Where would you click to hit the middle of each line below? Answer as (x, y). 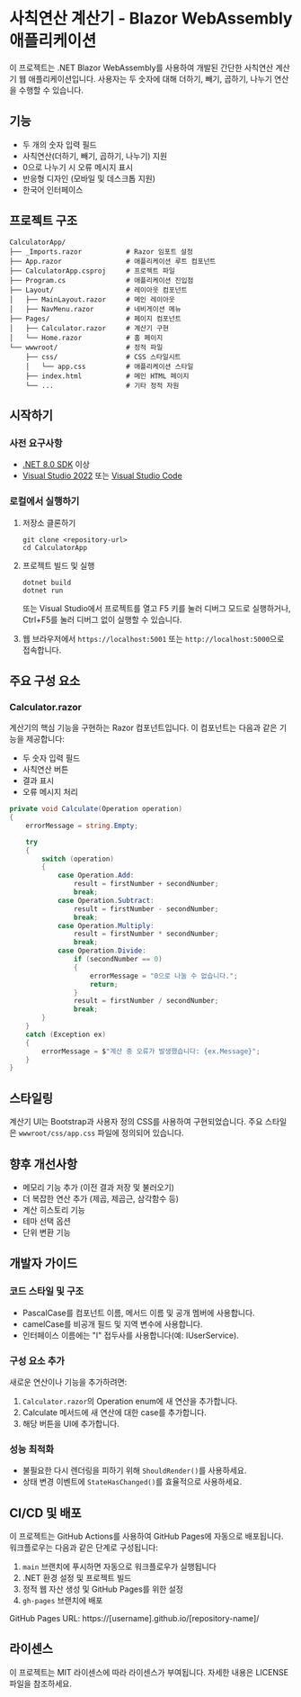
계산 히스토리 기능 (53, 1210)
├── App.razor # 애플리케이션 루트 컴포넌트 (113, 261)
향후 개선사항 (44, 1164)
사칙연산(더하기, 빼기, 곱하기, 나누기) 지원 (95, 156)
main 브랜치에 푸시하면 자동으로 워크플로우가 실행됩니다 (120, 1566)
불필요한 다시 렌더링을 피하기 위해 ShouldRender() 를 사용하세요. (134, 1471)
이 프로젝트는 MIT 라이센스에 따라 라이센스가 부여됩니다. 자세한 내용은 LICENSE (149, 1672)
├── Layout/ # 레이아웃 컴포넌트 (98, 290)
